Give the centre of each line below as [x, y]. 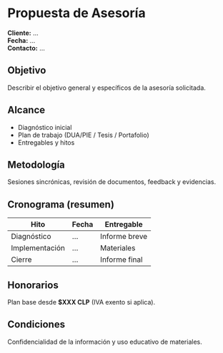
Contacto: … [26, 48]
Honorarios [33, 285]
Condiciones [36, 325]
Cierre [21, 260]
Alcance [26, 110]
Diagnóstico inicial [45, 127]
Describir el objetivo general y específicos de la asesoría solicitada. [106, 88]
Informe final [121, 260]
